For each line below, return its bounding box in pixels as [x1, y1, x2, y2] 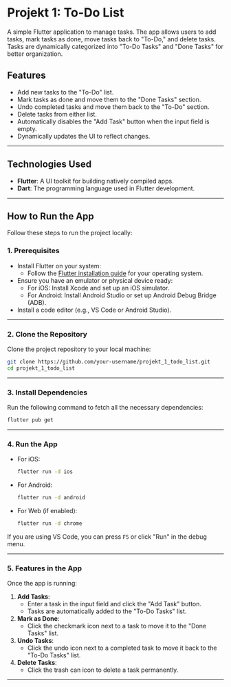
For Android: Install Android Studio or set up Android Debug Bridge [27, 291, 217, 299]
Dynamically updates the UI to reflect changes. [16, 132, 151, 140]
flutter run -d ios [16, 468, 74, 475]
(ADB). [27, 298, 47, 306]
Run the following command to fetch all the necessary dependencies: [7, 404, 203, 412]
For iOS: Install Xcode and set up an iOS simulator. [27, 283, 170, 292]
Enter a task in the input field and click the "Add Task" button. [27, 600, 201, 608]
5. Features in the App [7, 564, 82, 573]
